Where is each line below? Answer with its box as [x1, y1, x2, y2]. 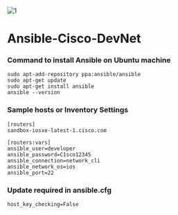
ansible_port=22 [7, 169, 54, 176]
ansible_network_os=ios [7, 163, 76, 170]
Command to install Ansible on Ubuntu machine [7, 55, 171, 65]
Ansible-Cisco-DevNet [7, 31, 141, 46]
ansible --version [7, 89, 60, 96]
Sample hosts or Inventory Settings [7, 105, 129, 115]
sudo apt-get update [7, 77, 67, 84]
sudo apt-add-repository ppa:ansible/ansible [7, 71, 141, 78]
